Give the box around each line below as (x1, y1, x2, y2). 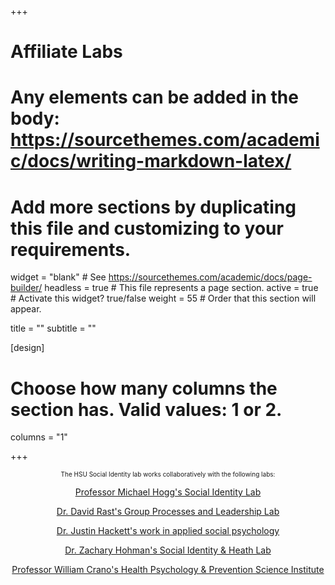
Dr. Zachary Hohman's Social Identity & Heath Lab (64, 544, 272, 556)
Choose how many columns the (10, 377, 278, 400)
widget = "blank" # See (10, 271, 107, 283)
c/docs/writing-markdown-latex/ (10, 150, 292, 173)
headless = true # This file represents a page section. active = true (44, 282, 319, 294)
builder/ (10, 282, 43, 294)
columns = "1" (10, 431, 68, 443)
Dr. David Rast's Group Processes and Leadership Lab (56, 506, 280, 518)
